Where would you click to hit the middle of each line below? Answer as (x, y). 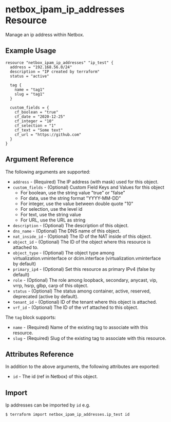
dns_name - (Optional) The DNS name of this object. (66, 231)
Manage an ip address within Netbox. (45, 34)
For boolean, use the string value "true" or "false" (73, 192)
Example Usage (31, 51)
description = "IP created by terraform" (55, 71)
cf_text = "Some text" (39, 130)
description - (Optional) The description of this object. (71, 225)
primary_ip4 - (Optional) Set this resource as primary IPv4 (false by (84, 269)
